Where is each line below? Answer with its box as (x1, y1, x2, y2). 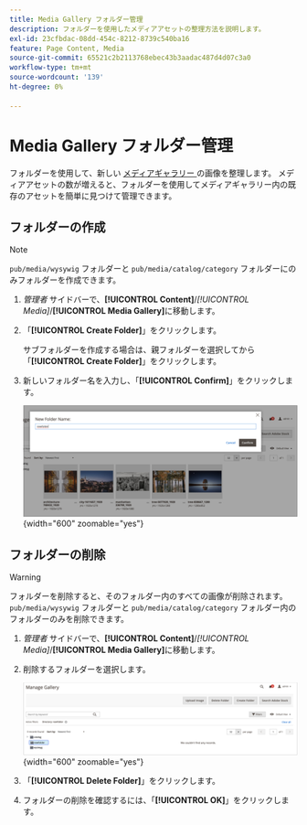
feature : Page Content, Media (9, 44, 125, 53)
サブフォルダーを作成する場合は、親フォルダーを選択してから (22, 344, 256, 356)
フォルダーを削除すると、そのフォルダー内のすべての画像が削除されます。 (9, 591, 288, 602)
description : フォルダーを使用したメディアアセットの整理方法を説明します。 (9, 24, 266, 34)
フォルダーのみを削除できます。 (9, 614, 130, 625)
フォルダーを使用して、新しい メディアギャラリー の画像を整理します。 (9, 167, 277, 178)
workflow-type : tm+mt (9, 63, 92, 72)
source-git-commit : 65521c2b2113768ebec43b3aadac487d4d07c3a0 (9, 53, 251, 63)
